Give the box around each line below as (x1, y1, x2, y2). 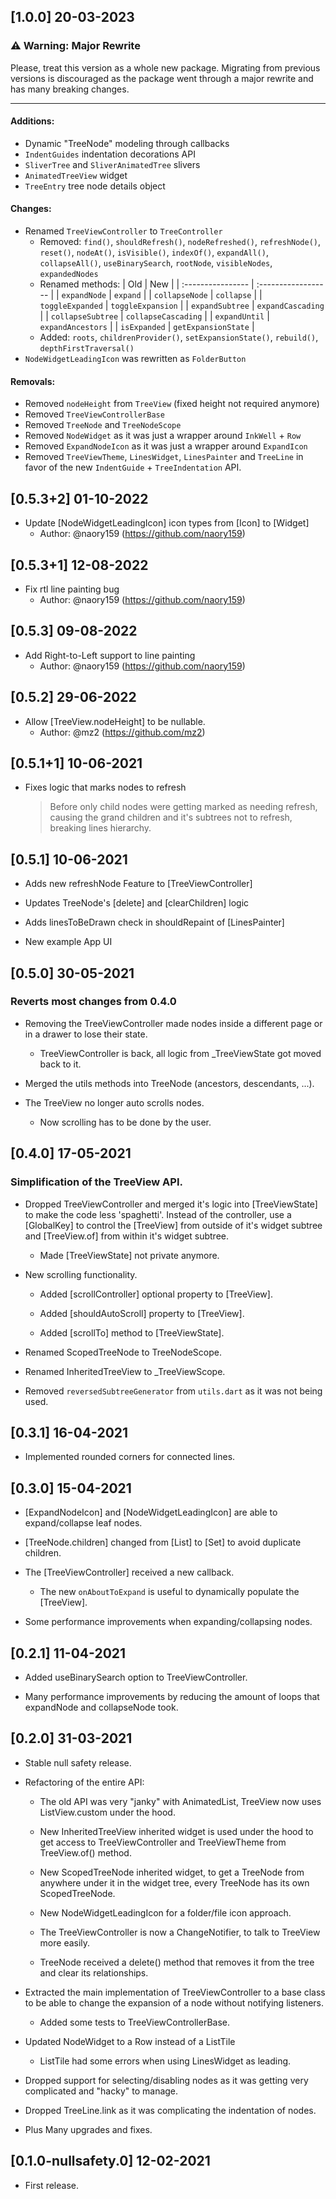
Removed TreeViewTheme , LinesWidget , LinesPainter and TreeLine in (24, 451, 304, 463)
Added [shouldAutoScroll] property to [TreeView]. (39, 1307, 245, 1319)
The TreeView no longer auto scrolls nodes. (24, 1096, 205, 1109)
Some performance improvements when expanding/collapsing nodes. (24, 1616, 313, 1628)
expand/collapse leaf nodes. (24, 1517, 143, 1529)
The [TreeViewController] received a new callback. (24, 1566, 235, 1579)
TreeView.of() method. (39, 1846, 132, 1859)
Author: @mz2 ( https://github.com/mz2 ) (39, 726, 206, 738)
